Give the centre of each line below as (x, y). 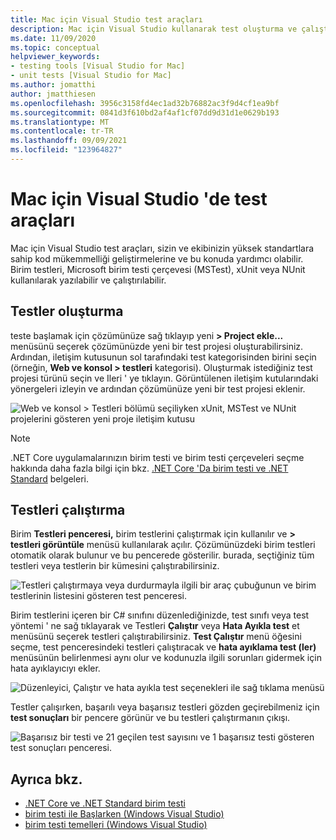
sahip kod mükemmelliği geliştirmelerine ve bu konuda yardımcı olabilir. (157, 258)
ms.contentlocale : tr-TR (62, 131)
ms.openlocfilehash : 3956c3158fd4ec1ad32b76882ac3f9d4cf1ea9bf (145, 103)
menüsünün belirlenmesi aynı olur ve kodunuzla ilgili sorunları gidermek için (166, 658)
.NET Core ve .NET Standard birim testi (105, 803)
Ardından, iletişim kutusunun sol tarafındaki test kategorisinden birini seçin (163, 357)
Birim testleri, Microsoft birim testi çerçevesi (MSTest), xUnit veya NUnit (158, 269)
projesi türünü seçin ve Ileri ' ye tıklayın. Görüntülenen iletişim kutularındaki (164, 378)
